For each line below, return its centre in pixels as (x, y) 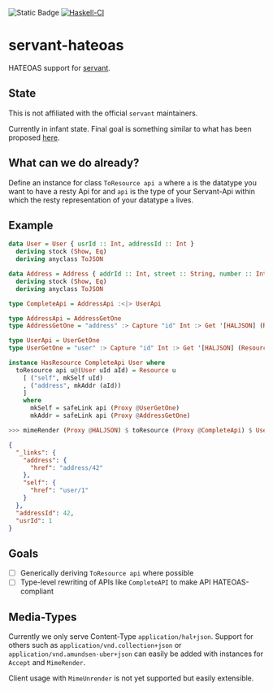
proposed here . (34, 137)
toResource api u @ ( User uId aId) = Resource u (96, 370)
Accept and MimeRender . (47, 663)
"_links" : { (36, 452)
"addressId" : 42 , (45, 513)
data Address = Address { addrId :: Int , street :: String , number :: (130, 274)
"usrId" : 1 (34, 520)
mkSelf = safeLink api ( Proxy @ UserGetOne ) (105, 408)
